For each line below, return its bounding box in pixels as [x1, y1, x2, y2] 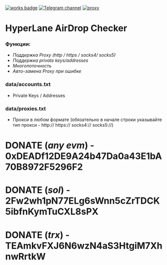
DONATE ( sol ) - [5, 184, 71, 196]
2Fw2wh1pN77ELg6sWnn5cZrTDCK [5, 195, 160, 207]
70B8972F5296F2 [5, 161, 83, 173]
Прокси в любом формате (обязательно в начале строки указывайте [12, 117, 162, 123]
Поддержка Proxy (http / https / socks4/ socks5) [12, 52, 116, 58]
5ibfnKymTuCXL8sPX [5, 206, 99, 217]
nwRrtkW [5, 251, 46, 262]
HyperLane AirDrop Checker [5, 23, 128, 34]
